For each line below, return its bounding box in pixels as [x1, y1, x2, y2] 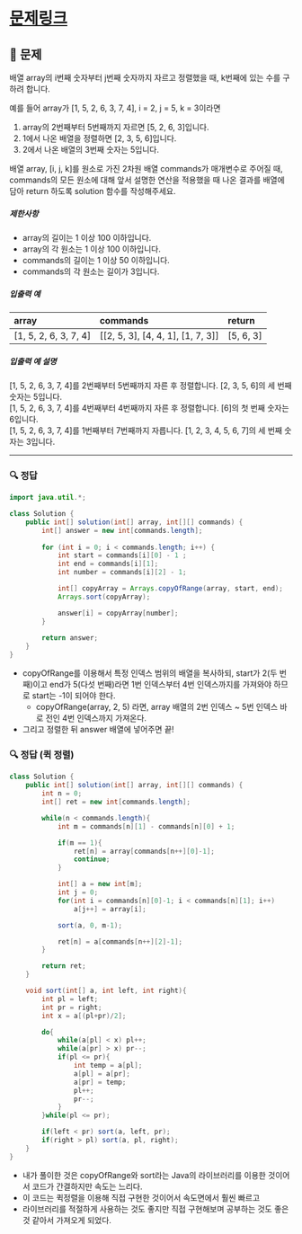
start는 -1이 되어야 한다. [31, 690, 116, 701]
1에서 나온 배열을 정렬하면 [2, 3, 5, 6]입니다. [22, 133, 177, 144]
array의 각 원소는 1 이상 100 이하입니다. [22, 244, 162, 254]
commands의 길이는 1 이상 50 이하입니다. [22, 254, 171, 265]
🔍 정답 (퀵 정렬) [9, 749, 75, 760]
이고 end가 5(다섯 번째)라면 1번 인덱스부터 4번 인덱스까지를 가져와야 [32, 679, 272, 690]
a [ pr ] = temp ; [73, 1078, 127, 1087]
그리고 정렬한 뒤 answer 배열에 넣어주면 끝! [22, 724, 174, 735]
